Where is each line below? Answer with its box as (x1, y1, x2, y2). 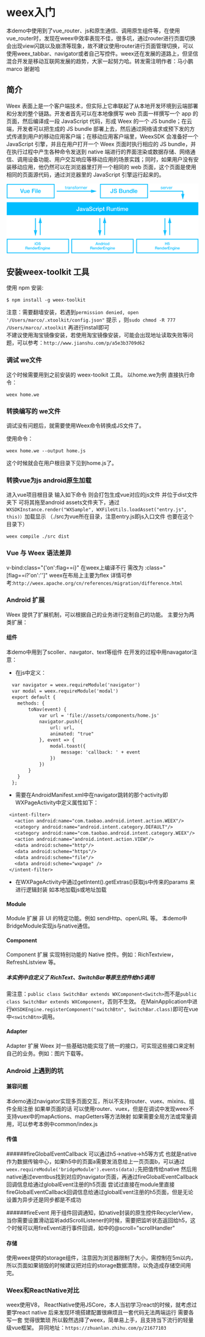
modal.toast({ (49, 743, 86, 749)
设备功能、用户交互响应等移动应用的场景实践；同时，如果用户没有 (27, 155, 193, 163)
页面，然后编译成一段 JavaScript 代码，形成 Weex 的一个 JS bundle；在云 (6, 117, 192, 125)
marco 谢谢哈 (6, 65, 40, 72)
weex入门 (6, 5, 56, 20)
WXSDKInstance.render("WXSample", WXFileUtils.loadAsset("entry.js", (6, 507, 187, 513)
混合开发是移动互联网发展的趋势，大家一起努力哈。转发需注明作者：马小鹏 (6, 57, 193, 65)
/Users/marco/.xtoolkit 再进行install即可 (6, 324, 110, 331)
